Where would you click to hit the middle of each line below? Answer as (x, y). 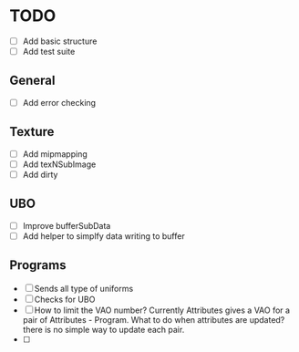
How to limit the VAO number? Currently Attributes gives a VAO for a (162, 310)
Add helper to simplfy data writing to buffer (103, 236)
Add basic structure (60, 41)
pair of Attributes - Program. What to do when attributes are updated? (154, 319)
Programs (38, 265)
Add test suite (49, 52)
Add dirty (40, 174)
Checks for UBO (65, 299)
